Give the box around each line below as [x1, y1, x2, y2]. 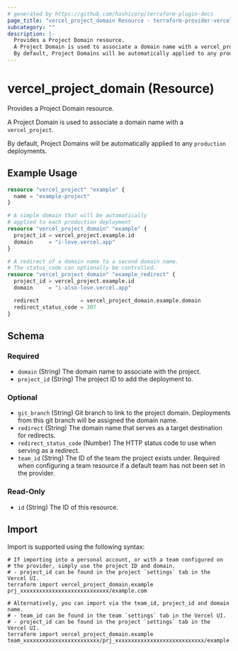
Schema [7, 329, 45, 341]
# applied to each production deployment [7, 219, 132, 226]
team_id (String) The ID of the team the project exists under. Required [17, 454, 220, 462]
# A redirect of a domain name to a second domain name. [7, 258, 179, 265]
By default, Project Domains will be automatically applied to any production [7, 139, 227, 148]
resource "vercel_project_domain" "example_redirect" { [7, 271, 176, 278]
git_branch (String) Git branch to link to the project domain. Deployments [17, 409, 231, 417]
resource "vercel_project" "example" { [7, 186, 125, 193]
